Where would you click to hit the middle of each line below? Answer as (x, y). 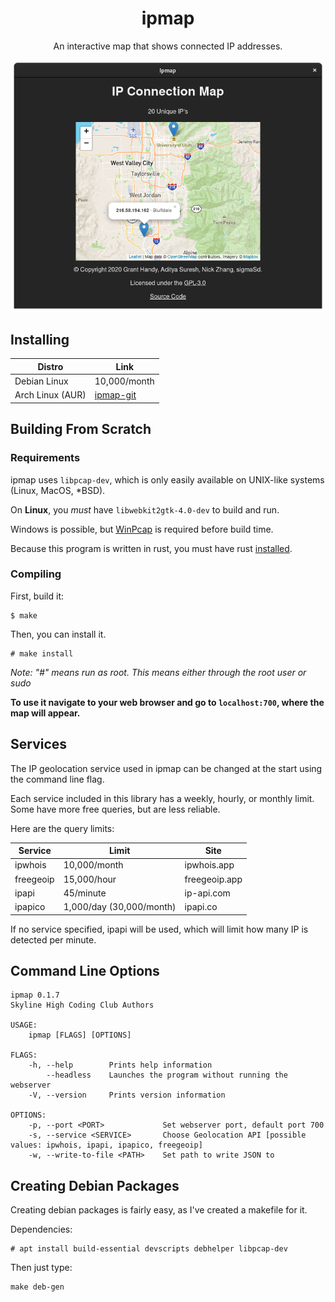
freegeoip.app (213, 879)
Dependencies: (41, 1229)
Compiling (36, 574)
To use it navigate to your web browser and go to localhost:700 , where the (167, 702)
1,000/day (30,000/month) (120, 907)
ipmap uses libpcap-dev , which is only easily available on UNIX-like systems (167, 479)
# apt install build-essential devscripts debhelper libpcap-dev (149, 1249)
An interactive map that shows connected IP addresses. (168, 46)
